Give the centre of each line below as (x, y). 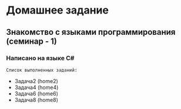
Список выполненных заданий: (42, 70)
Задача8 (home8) (36, 100)
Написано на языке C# (40, 58)
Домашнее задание (57, 10)
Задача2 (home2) (36, 81)
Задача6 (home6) (36, 93)
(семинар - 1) (32, 41)
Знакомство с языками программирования (91, 32)
